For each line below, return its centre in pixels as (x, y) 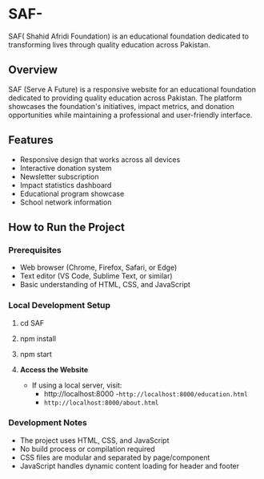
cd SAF (32, 323)
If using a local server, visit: (77, 385)
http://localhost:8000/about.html (101, 403)
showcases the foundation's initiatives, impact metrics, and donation (121, 106)
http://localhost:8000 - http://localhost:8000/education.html (146, 393)
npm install (38, 339)
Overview (33, 70)
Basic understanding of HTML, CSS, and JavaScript (105, 285)
